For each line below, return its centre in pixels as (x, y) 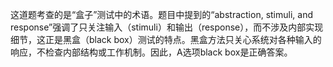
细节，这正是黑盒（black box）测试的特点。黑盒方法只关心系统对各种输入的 (166, 39)
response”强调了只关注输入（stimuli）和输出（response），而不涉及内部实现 (167, 27)
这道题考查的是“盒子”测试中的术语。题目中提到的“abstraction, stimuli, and (161, 14)
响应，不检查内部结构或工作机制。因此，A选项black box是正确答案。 (151, 52)
